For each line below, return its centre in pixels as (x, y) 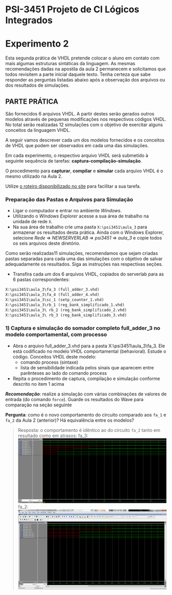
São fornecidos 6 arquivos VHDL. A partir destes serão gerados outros (80, 113)
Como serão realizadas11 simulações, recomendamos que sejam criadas (82, 253)
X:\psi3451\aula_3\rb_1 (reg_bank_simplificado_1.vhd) (65, 305)
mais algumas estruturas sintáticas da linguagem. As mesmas (70, 64)
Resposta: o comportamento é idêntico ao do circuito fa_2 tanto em (89, 430)
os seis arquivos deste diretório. (47, 243)
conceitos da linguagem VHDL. (38, 130)
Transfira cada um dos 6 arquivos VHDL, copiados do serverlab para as (88, 274)
